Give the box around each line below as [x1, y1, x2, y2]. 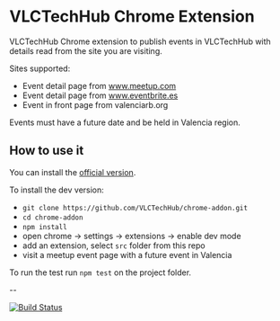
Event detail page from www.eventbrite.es [22, 90, 179, 101]
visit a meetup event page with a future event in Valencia [22, 249, 232, 260]
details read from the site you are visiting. [9, 45, 163, 56]
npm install [22, 222, 67, 231]
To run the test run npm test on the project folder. [9, 267, 191, 278]
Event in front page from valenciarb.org [22, 99, 169, 110]
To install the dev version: [9, 184, 105, 195]
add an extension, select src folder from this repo [22, 240, 206, 251]
